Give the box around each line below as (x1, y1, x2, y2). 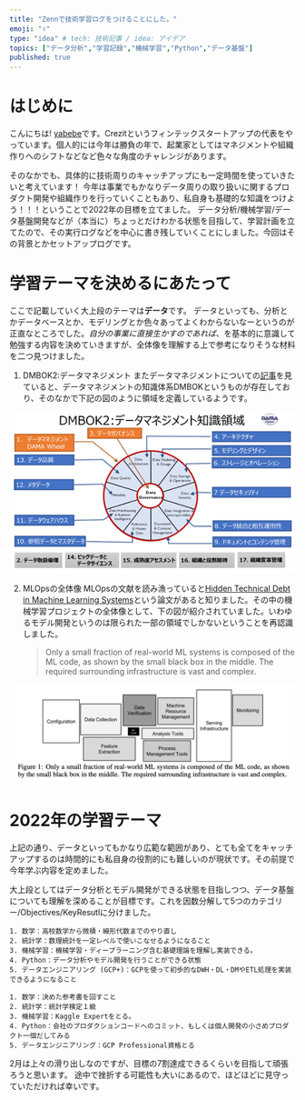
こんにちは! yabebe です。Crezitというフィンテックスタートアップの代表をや (9, 128, 293, 139)
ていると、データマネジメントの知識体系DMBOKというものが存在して (22, 382, 283, 392)
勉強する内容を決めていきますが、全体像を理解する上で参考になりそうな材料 (9, 339, 296, 350)
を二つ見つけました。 (9, 351, 89, 361)
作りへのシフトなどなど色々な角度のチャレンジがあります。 (9, 151, 231, 162)
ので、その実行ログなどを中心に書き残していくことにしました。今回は (25, 227, 288, 238)
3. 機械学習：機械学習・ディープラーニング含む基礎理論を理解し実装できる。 (9, 945, 257, 955)
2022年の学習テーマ (9, 810, 162, 831)
